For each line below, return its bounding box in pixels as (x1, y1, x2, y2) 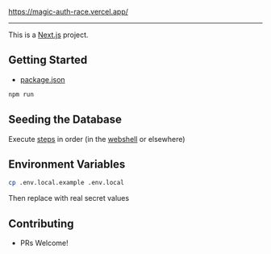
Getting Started (8, 53, 88, 67)
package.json (19, 74, 66, 84)
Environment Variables (8, 157, 126, 171)
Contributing (8, 217, 74, 231)
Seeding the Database (8, 113, 123, 127)
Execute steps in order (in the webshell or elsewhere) (8, 134, 186, 144)
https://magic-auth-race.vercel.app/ (8, 7, 129, 16)
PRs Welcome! (19, 238, 69, 248)
